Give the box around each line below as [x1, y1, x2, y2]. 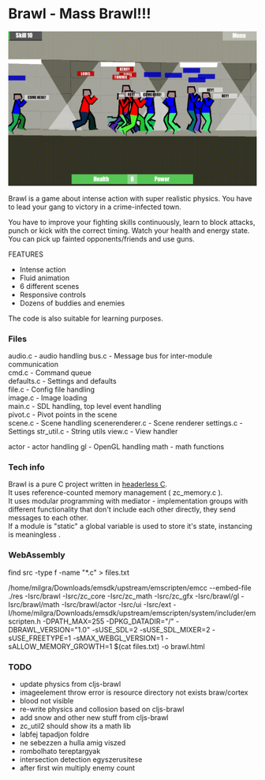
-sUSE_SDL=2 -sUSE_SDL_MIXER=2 [91, 624, 211, 634]
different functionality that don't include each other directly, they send [8, 504, 236, 514]
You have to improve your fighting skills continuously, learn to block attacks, [8, 217, 256, 227]
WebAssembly [8, 549, 65, 561]
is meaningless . [8, 530, 61, 539]
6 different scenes [19, 281, 80, 291]
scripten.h [8, 617, 41, 626]
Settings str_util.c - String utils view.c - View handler [8, 427, 178, 437]
